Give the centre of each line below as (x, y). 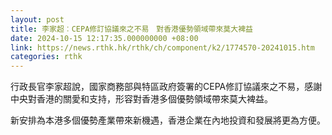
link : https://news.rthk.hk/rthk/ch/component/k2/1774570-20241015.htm (162, 47)
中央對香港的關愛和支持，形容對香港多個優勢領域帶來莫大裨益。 (141, 99)
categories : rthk (46, 57)
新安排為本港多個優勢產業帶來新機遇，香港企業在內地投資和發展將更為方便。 (168, 120)
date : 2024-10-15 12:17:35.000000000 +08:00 (104, 38)
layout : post (37, 19)
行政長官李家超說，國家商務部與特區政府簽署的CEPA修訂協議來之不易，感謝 (166, 87)
